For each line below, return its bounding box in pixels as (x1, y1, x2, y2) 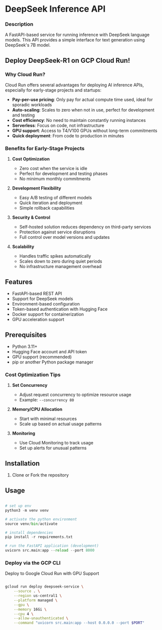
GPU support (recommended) (12, 354, 72, 360)
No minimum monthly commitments (19, 176, 91, 182)
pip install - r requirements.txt (5, 535, 73, 539)
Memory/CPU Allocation (12, 406, 62, 412)
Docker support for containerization (12, 311, 84, 317)
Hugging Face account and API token (12, 349, 87, 355)
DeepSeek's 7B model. (5, 42, 51, 48)
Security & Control (12, 214, 51, 220)
